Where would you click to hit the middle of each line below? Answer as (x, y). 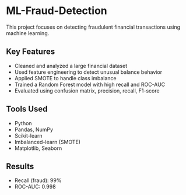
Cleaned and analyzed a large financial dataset (71, 66)
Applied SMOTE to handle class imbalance (65, 78)
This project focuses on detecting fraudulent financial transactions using (93, 27)
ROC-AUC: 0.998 (35, 187)
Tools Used (27, 109)
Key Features (31, 52)
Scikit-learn (28, 135)
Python (23, 123)
